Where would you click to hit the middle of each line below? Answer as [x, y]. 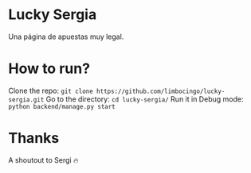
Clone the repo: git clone [51, 90]
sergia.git [26, 100]
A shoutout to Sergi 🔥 [43, 160]
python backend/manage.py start [62, 106]
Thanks [34, 138]
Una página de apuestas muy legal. [66, 37]
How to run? [49, 69]
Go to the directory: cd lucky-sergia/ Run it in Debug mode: [145, 99]
